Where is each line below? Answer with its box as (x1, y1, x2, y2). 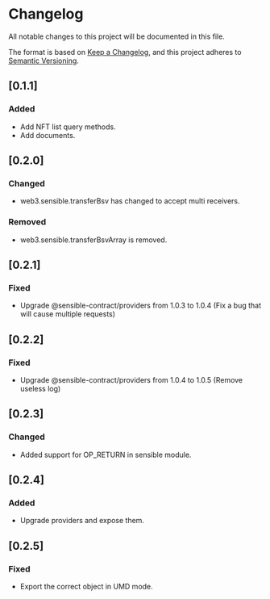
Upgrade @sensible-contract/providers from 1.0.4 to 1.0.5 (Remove (19, 375, 243, 384)
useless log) (19, 383, 61, 393)
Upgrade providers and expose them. (19, 516, 145, 526)
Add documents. (19, 130, 76, 140)
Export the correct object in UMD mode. (19, 582, 153, 592)
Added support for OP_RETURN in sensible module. (19, 450, 192, 459)
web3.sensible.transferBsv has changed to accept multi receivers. (19, 196, 240, 206)
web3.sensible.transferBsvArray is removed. (19, 235, 168, 245)
